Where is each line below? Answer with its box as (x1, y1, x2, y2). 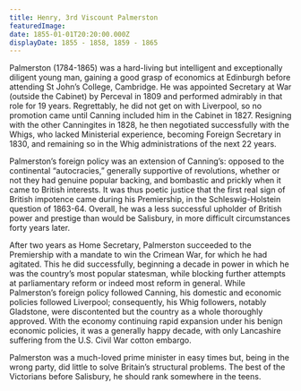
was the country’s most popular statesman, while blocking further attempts (9, 268, 287, 279)
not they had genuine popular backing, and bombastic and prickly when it (9, 175, 281, 186)
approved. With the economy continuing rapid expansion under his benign (9, 316, 283, 327)
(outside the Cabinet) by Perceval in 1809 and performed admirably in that (9, 91, 283, 102)
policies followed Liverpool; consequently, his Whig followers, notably (9, 297, 267, 308)
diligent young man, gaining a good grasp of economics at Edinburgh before (9, 72, 291, 83)
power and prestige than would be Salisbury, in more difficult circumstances (9, 213, 291, 224)
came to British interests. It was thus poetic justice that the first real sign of (9, 184, 286, 195)
